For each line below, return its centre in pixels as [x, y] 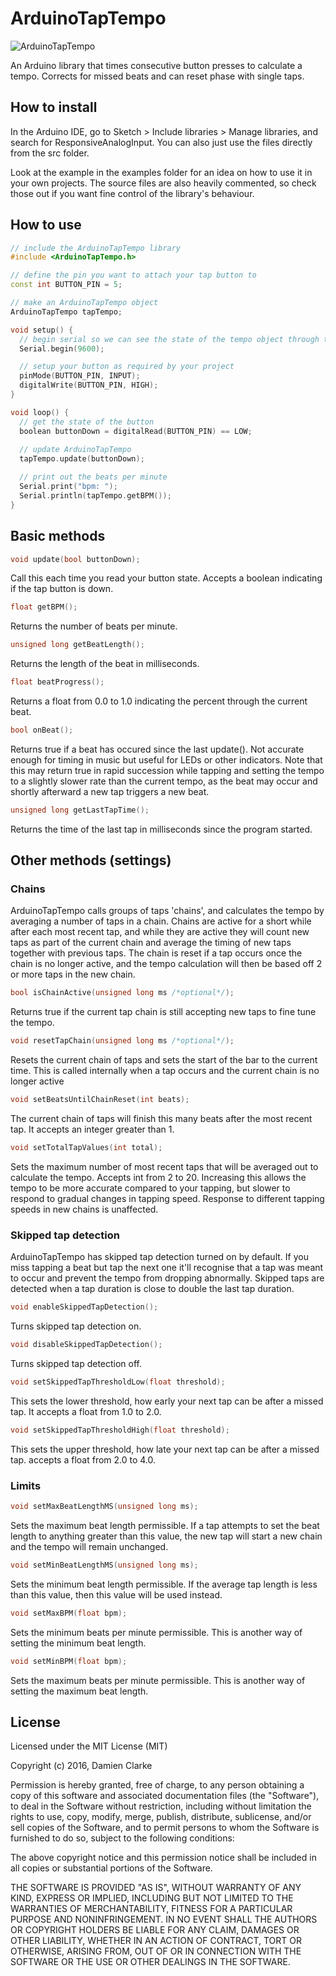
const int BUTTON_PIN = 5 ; [66, 285]
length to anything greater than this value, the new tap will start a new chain [166, 1536]
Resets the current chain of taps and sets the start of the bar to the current [164, 1060]
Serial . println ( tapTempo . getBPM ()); [95, 495]
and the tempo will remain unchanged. [89, 1546]
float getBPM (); [44, 607]
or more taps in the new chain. [73, 974]
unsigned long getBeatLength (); [77, 645]
